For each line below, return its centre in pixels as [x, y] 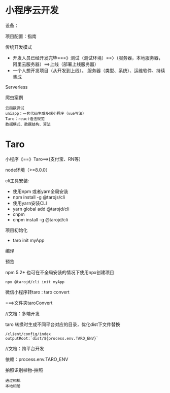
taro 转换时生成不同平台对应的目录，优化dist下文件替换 [63, 324]
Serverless [16, 87]
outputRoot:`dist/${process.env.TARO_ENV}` [52, 338]
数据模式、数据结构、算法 [28, 124]
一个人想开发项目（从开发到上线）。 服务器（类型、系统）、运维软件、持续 [89, 70]
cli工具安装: [17, 180]
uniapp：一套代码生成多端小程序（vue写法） [46, 113]
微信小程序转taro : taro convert [38, 292]
